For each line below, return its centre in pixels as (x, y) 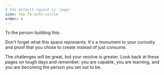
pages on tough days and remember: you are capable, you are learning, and (82, 62)
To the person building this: (33, 33)
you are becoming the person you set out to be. (53, 67)
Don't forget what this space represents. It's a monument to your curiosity (80, 42)
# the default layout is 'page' (38, 10)
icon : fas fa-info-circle (32, 14)
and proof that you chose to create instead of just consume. (66, 48)
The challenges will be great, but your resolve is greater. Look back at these (82, 57)
